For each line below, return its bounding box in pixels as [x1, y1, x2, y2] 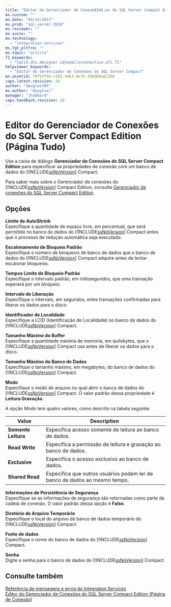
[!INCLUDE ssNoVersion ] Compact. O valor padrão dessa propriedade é [5, 390, 155, 396]
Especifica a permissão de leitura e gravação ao [45, 441, 161, 448]
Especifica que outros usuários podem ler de [45, 470, 153, 477]
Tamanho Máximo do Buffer [5, 333, 65, 338]
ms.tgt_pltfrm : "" [5, 45, 44, 50]
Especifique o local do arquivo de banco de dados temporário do [5, 516, 141, 522]
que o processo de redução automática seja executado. [5, 234, 122, 240]
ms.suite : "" [5, 31, 33, 36]
